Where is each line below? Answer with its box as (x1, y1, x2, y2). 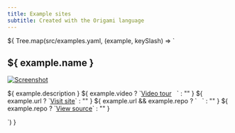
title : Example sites (7, 10, 72, 18)
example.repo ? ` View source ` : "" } (7, 104, 110, 113)
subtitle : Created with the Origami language (7, 17, 144, 24)
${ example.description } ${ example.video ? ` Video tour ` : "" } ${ (7, 89, 203, 98)
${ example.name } (7, 57, 94, 69)
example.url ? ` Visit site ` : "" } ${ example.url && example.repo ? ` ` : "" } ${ (7, 97, 229, 105)
